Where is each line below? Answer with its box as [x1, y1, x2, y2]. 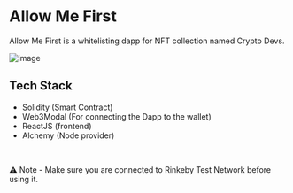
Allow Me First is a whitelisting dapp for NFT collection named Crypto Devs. [9, 35, 285, 46]
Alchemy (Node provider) [21, 130, 115, 141]
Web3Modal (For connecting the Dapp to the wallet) [21, 111, 212, 121]
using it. [9, 174, 38, 184]
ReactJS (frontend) [21, 120, 92, 131]
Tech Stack [9, 78, 73, 94]
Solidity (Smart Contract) [21, 102, 113, 112]
